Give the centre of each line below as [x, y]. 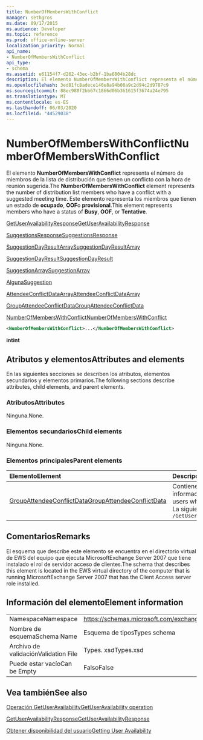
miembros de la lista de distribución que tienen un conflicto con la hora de [99, 180]
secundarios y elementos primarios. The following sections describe [91, 380]
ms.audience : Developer [36, 29]
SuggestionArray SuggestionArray [48, 271]
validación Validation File [43, 654]
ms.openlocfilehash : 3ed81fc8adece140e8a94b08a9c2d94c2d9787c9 [88, 86]
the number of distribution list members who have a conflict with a [89, 192]
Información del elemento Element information [95, 603]
